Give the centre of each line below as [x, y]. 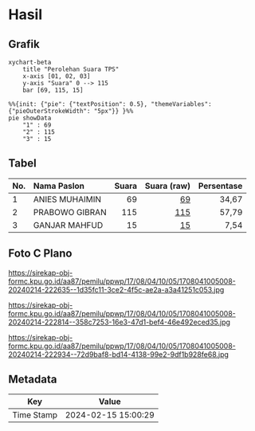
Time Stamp [35, 415]
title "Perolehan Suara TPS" [71, 69]
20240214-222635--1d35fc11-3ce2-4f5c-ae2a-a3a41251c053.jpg [116, 289]
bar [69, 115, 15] [53, 90]
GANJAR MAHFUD [68, 225]
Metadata [33, 380]
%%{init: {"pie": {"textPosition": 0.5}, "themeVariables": [110, 104]
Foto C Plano [40, 254]
